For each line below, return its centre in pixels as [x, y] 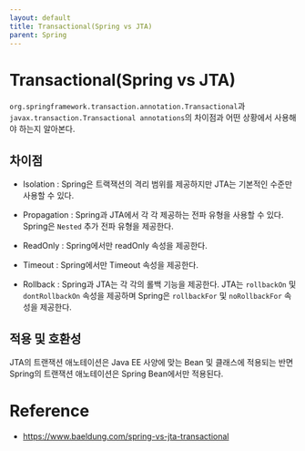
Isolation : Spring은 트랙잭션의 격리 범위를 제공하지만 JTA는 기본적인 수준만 [158, 184]
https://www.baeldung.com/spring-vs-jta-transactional [126, 436]
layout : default [40, 18]
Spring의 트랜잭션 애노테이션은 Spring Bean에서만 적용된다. [117, 374]
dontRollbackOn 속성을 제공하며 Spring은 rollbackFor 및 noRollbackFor [152, 296]
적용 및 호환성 [46, 338]
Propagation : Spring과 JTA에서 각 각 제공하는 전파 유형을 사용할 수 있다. [153, 215]
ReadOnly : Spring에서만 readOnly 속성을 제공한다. [115, 246]
